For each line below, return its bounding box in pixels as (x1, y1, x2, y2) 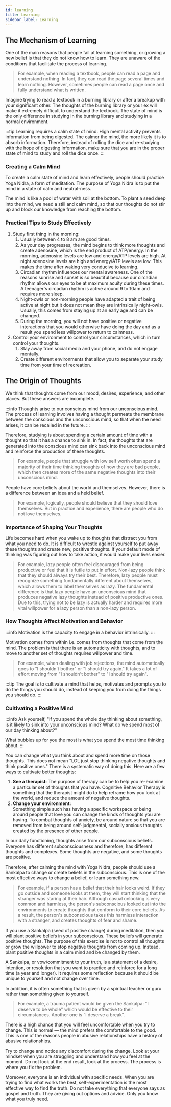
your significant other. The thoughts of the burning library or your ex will (5, 102, 157, 108)
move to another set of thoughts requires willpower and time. (5, 650, 134, 656)
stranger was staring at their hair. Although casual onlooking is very (17, 896, 160, 902)
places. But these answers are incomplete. (5, 395, 95, 401)
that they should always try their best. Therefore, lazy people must (17, 572, 158, 578)
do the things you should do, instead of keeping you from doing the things (5, 687, 161, 693)
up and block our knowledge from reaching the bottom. (5, 206, 121, 213)
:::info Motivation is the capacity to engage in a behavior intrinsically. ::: (5, 629, 155, 636)
